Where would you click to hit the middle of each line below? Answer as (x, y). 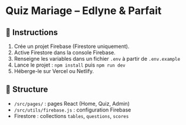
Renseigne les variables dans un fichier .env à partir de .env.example (97, 59)
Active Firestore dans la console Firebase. (65, 53)
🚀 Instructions (32, 32)
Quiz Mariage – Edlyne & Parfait (84, 11)
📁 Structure (27, 90)
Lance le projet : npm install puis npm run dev (70, 65)
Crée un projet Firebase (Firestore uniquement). (72, 46)
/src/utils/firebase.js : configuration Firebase (72, 110)
